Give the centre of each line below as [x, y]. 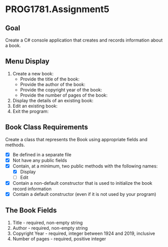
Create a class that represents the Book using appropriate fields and [76, 139]
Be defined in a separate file [42, 154]
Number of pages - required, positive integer [59, 238]
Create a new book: [33, 73]
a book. [13, 46]
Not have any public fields [40, 160]
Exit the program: [31, 111]
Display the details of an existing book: [53, 100]
